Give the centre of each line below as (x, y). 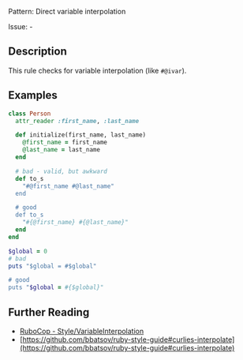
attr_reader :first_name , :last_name (77, 121)
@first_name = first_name (65, 142)
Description (37, 52)
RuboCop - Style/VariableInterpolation (82, 331)
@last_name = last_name (62, 150)
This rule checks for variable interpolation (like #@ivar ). (97, 70)
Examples (33, 95)
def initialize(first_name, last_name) (81, 135)
